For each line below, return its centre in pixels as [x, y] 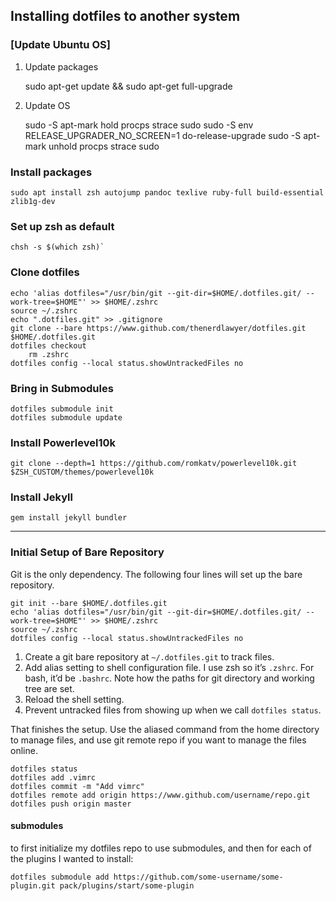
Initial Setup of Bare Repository [87, 552]
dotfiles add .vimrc [53, 777]
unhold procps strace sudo [104, 146]
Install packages [51, 172]
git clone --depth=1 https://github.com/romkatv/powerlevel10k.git [154, 464]
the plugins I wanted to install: [72, 858]
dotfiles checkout [48, 345]
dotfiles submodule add [60, 877]
